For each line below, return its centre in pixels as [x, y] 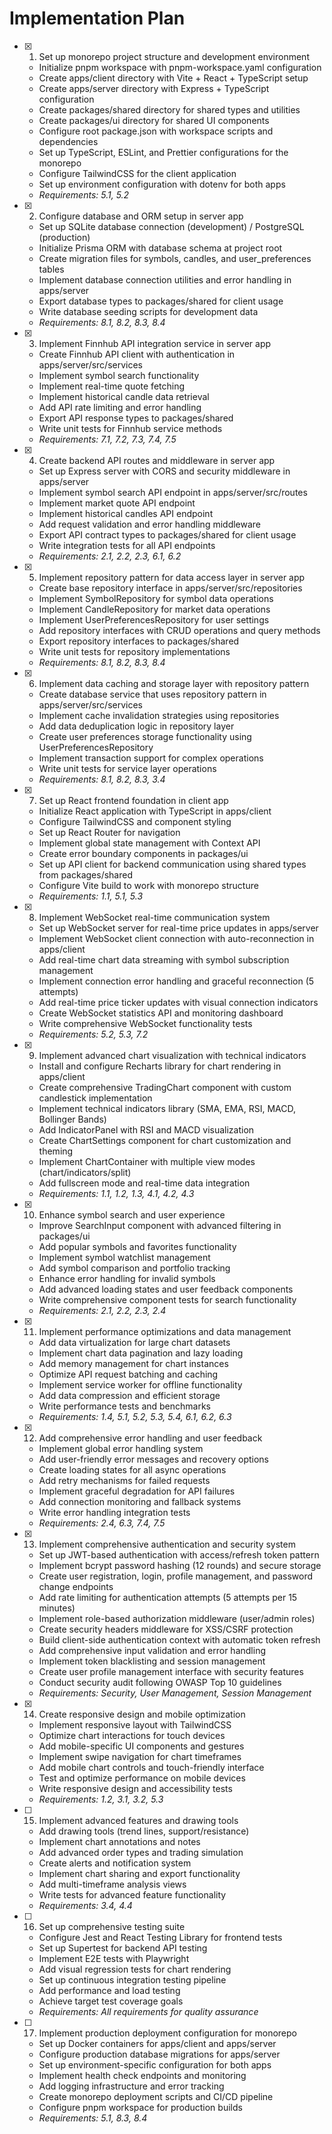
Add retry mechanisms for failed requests [124, 1480]
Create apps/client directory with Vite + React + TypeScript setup [173, 78]
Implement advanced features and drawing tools [138, 1820]
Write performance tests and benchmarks [125, 1406]
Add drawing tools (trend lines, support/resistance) [144, 1831]
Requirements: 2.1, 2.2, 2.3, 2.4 [102, 1310]
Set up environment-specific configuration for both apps [155, 2064]
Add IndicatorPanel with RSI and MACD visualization [146, 1129]
